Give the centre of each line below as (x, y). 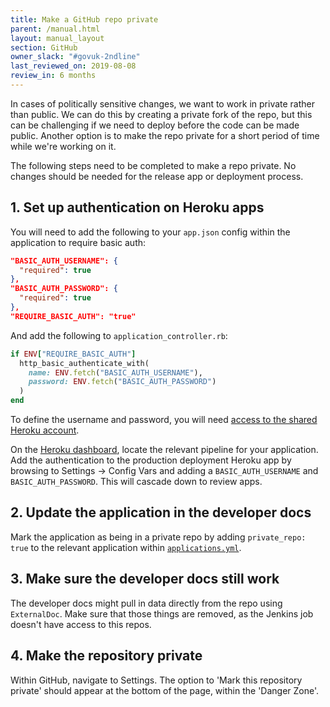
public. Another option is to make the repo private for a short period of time (165, 135)
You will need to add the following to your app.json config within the (150, 232)
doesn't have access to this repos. (81, 624)
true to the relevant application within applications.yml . (126, 547)
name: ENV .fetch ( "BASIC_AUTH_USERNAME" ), (115, 372)
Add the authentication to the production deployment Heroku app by (151, 460)
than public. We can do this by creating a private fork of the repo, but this (161, 114)
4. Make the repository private (106, 656)
